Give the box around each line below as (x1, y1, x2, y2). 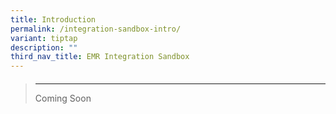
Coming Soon (34, 92, 92, 104)
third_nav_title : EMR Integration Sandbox (10, 52, 190, 62)
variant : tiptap (10, 33, 78, 43)
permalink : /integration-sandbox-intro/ (10, 24, 182, 34)
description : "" (10, 42, 78, 53)
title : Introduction (10, 14, 97, 25)
